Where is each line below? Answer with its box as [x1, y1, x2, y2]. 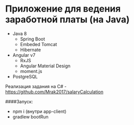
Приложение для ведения [5, 3, 121, 15]
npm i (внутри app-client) [12, 108, 67, 114]
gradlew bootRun [12, 113, 49, 119]
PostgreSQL [12, 73, 38, 79]
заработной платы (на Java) [5, 14, 130, 25]
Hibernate [20, 47, 41, 53]
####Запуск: [5, 98, 33, 104]
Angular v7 [12, 52, 35, 58]
